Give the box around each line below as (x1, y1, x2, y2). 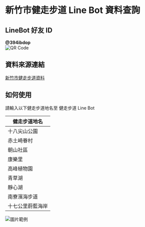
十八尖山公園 (7, 128, 38, 135)
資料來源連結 (5, 60, 45, 69)
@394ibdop (5, 39, 31, 45)
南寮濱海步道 (7, 193, 38, 200)
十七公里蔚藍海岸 (7, 203, 48, 210)
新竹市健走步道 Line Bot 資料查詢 (5, 4, 140, 16)
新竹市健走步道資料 (5, 74, 45, 80)
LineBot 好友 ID (5, 26, 52, 34)
